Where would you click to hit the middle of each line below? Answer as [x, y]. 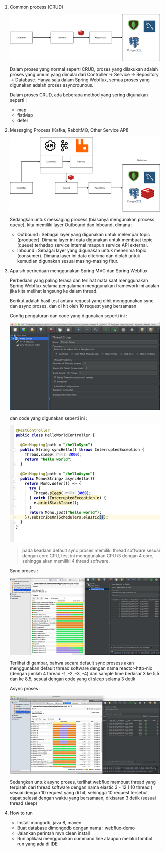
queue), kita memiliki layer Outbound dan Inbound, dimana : [71, 225]
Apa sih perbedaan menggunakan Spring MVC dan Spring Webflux [79, 271]
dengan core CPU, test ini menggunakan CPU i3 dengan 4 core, [88, 556]
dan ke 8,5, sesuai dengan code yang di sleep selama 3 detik [73, 679]
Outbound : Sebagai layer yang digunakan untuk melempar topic [83, 234]
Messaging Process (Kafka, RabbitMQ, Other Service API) [69, 130]
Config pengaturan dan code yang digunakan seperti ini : [69, 316]
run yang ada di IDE [38, 844]
